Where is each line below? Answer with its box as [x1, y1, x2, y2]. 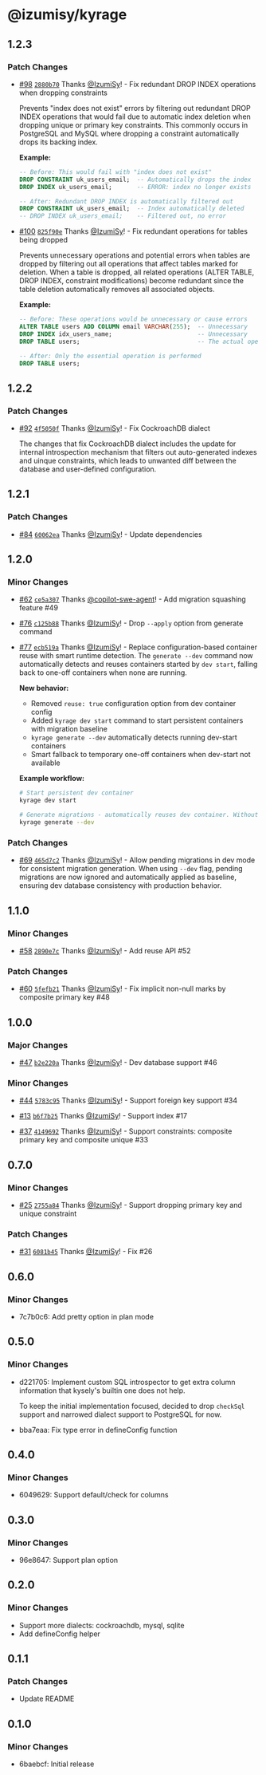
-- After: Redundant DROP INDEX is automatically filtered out [18, 197, 234, 205]
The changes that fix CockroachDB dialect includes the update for [18, 439, 237, 448]
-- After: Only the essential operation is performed [18, 352, 201, 360]
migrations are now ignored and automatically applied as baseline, [18, 872, 237, 882]
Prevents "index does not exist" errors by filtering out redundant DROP [18, 103, 252, 112]
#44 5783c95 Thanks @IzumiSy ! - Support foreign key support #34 [18, 1095, 238, 1106]
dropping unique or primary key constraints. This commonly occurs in [18, 120, 248, 129]
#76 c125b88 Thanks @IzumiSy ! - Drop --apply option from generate [18, 618, 244, 628]
